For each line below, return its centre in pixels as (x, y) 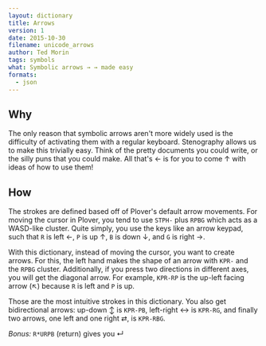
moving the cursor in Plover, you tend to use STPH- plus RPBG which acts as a (133, 220)
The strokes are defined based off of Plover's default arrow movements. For (133, 212)
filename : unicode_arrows (51, 45)
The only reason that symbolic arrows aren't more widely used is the (121, 134)
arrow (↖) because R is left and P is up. (72, 286)
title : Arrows (32, 23)
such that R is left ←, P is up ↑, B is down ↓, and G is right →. (107, 237)
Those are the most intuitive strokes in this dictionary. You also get (117, 301)
